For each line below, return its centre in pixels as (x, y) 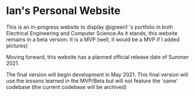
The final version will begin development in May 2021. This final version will (97, 74)
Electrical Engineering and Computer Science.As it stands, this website (92, 33)
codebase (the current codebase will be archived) (67, 87)
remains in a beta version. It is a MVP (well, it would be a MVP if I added (93, 39)
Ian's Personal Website (63, 11)
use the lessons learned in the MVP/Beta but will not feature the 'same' (92, 81)
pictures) (17, 46)
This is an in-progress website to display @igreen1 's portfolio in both (90, 27)
